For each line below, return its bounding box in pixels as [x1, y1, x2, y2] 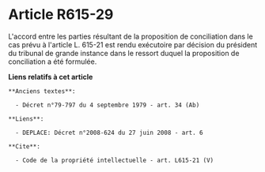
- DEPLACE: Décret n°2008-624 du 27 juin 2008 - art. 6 [15, 129, 203, 136]
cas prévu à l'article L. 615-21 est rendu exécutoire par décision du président [8, 39, 258, 49]
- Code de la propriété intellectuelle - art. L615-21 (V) [15, 156, 214, 164]
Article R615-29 [8, 6, 114, 24]
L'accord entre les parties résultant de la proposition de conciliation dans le [8, 32, 253, 41]
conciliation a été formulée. [8, 57, 97, 66]
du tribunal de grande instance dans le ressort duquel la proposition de [8, 48, 240, 58]
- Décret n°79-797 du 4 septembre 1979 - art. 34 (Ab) [15, 101, 200, 109]
